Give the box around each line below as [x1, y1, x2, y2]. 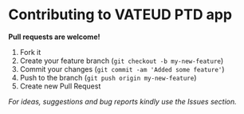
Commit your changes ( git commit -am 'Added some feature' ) [19, 64, 225, 73]
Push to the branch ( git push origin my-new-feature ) [19, 73, 197, 82]
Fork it [19, 47, 41, 57]
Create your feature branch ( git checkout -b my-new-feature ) [19, 56, 224, 65]
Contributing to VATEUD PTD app [8, 6, 233, 24]
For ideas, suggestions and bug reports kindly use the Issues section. [8, 96, 237, 106]
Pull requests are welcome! [8, 32, 100, 41]
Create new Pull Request [19, 81, 101, 91]
